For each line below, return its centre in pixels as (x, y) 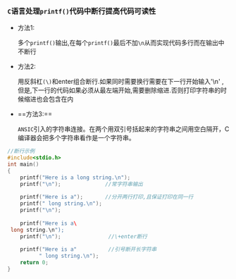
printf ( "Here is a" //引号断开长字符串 (88, 249)
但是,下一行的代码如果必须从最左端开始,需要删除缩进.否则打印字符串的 (119, 90)
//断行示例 (21, 151)
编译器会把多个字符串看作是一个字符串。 (76, 138)
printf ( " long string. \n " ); (61, 204)
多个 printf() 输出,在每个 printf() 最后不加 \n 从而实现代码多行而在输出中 (121, 43)
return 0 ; (35, 263)
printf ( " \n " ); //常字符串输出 (81, 184)
